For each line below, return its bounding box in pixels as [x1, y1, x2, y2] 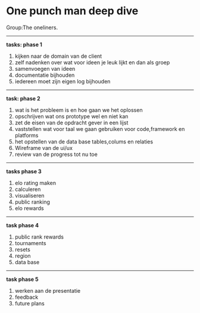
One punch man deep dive [6, 4, 139, 18]
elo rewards [14, 204, 44, 212]
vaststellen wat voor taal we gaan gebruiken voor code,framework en [14, 125, 185, 132]
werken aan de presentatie [14, 287, 81, 294]
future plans [14, 299, 45, 307]
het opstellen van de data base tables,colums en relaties [14, 138, 154, 145]
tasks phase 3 [6, 168, 42, 175]
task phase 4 [6, 221, 39, 229]
